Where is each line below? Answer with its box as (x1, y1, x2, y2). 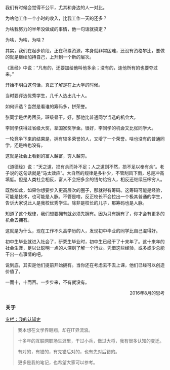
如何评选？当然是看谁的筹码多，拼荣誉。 (5, 104, 90, 109)
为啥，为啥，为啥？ (5, 37, 46, 43)
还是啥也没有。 (14, 142, 46, 148)
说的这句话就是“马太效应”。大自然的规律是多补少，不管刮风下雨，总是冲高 (9, 170, 164, 176)
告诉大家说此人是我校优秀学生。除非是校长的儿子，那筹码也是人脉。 (5, 200, 147, 206)
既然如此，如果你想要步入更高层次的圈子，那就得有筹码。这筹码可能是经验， (5, 187, 165, 193)
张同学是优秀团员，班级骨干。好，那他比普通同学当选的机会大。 (5, 114, 138, 120)
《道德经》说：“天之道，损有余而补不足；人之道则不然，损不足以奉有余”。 (5, 164, 160, 170)
